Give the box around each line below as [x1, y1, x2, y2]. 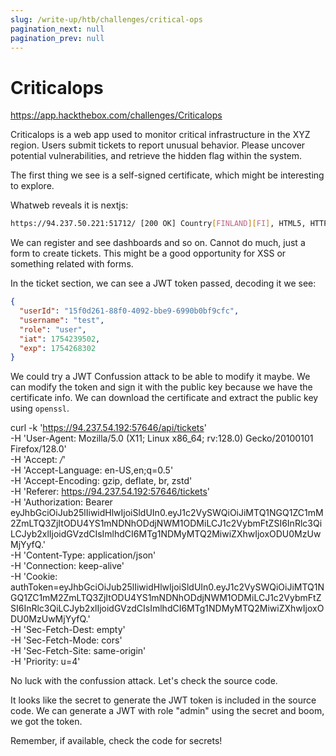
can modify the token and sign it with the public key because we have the [10, 381, 313, 393]
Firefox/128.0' [10, 443, 67, 455]
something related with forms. [10, 258, 134, 270]
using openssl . [10, 402, 70, 415]
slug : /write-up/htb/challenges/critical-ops [10, 14, 203, 25]
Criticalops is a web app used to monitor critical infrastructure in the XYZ [10, 129, 311, 141]
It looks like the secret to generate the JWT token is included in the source [10, 694, 317, 706]
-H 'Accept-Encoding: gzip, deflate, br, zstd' [10, 475, 193, 487]
